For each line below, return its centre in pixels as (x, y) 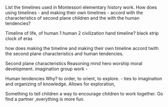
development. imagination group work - (46, 69)
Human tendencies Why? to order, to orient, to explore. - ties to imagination (84, 78)
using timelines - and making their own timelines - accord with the (74, 13)
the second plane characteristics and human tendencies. (65, 54)
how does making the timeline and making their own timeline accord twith (82, 48)
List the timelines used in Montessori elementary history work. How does (81, 7)
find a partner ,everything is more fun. (45, 99)
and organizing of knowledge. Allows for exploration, (60, 84)
